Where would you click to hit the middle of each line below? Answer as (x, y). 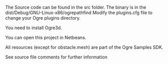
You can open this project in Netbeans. (46, 38)
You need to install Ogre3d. (34, 28)
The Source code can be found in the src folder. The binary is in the (76, 7)
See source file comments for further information (56, 57)
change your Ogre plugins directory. (43, 18)
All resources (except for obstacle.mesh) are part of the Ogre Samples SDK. (84, 47)
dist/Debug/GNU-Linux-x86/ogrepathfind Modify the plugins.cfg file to (79, 13)
